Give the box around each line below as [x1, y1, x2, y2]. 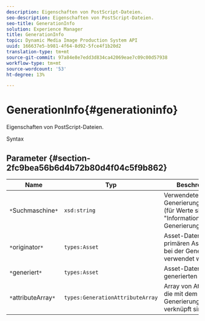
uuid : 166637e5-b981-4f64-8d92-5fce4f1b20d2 [6, 43, 121, 50]
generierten [164, 272, 198, 280]
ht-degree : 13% [6, 72, 45, 78]
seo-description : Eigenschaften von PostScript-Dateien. [6, 15, 154, 21]
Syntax [6, 135, 24, 142]
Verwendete [164, 191, 199, 199]
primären [164, 239, 190, 248]
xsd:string [63, 207, 96, 214]
